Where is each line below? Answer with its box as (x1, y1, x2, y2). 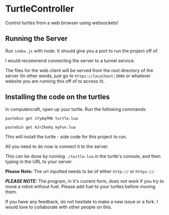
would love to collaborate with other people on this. (5, 204, 112, 210)
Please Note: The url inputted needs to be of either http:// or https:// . (5, 168, 155, 174)
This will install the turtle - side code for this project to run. (5, 133, 128, 139)
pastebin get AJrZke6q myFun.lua (5, 125, 76, 130)
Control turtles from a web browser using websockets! (5, 20, 119, 26)
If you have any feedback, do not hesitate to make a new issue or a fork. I (5, 198, 158, 204)
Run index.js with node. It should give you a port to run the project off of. (5, 47, 158, 53)
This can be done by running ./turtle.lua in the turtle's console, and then (5, 153, 161, 159)
